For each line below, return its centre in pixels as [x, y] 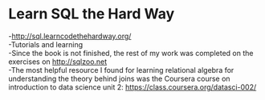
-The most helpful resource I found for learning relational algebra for [121, 70]
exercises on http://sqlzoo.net [58, 62]
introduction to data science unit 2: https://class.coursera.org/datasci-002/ [132, 87]
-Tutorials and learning [46, 44]
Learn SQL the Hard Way [92, 14]
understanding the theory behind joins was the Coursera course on [119, 78]
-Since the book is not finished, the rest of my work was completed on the [131, 53]
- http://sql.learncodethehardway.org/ [70, 36]
